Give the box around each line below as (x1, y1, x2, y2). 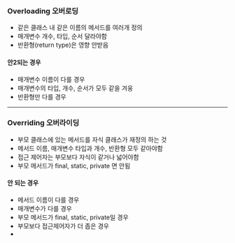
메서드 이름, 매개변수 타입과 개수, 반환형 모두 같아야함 (17, 144, 163, 152)
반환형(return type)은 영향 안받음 (17, 40, 109, 50)
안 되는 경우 (7, 179, 39, 187)
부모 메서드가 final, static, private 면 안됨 (17, 161, 131, 170)
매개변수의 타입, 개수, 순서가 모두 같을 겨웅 (17, 84, 134, 92)
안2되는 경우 (7, 58, 41, 66)
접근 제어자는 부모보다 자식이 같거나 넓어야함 (17, 152, 140, 161)
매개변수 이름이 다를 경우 (17, 75, 85, 83)
